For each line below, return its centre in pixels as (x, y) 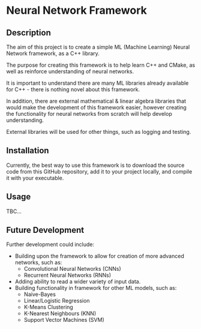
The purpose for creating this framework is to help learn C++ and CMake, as (101, 65)
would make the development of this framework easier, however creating (97, 107)
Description (28, 33)
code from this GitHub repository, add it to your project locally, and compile (99, 171)
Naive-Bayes (40, 294)
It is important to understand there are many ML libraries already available (97, 83)
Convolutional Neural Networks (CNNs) (72, 269)
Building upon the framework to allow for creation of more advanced (99, 256)
